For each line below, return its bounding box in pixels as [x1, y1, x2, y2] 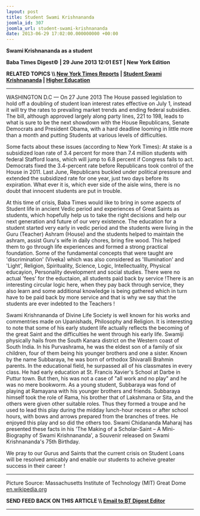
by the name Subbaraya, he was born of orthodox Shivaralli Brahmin [6, 356, 174, 363]
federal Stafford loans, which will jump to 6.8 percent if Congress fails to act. [6, 156, 194, 163]
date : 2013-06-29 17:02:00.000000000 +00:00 [6, 31, 118, 37]
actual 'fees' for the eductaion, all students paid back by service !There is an [6, 275, 194, 282]
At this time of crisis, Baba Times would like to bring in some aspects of [6, 199, 182, 206]
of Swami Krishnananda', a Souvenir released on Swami [32, 432, 170, 439]
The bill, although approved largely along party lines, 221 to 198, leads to [6, 112, 184, 120]
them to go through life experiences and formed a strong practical [6, 243, 168, 251]
